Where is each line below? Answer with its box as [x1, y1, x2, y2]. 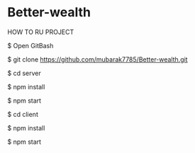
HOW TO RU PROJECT [7, 28, 74, 36]
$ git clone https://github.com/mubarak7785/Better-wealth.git [7, 55, 188, 64]
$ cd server [7, 69, 41, 77]
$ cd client [7, 110, 39, 118]
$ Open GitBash [7, 41, 54, 50]
